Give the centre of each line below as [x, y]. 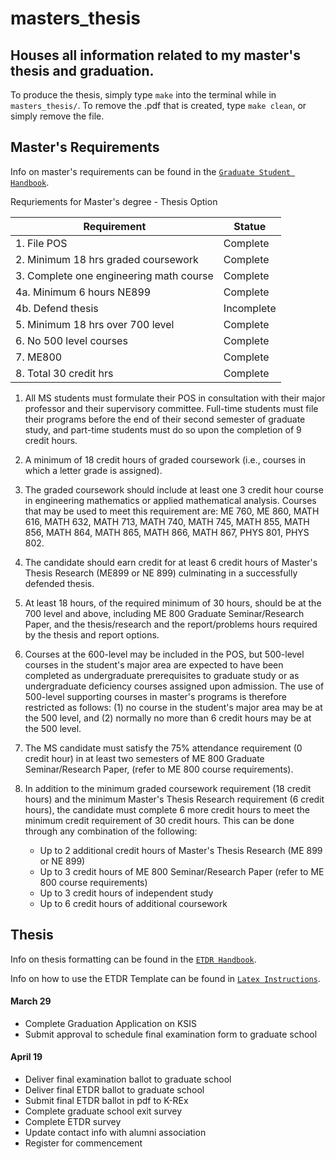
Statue [250, 226]
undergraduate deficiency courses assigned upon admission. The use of [174, 686]
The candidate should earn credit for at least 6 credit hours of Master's [171, 562]
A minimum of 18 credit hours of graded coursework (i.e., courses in [165, 459]
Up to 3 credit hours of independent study [126, 893]
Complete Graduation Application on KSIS [110, 1023]
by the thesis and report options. [92, 634]
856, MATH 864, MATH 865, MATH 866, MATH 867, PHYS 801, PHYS [167, 532]
